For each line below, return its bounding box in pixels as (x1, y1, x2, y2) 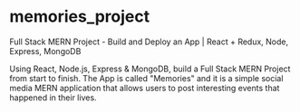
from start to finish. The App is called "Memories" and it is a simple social (9, 72, 284, 83)
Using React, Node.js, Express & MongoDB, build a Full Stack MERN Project (9, 63, 291, 74)
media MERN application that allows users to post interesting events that (9, 82, 280, 93)
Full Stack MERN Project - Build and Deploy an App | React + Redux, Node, (9, 36, 289, 47)
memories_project (9, 6, 150, 27)
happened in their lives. (9, 92, 97, 103)
